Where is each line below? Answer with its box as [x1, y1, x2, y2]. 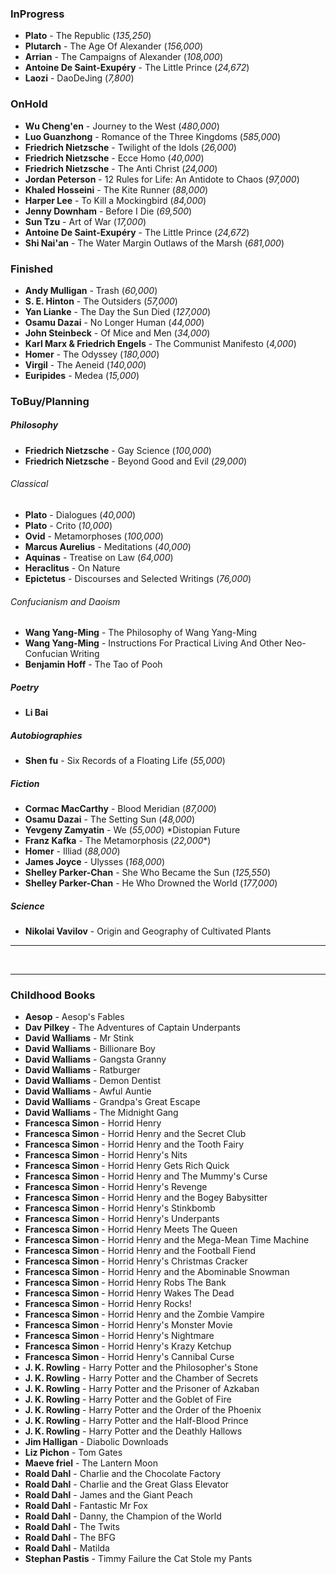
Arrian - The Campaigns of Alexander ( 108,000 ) [24, 51, 224, 63]
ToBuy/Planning [10, 394, 90, 408]
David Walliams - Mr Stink [24, 1032, 135, 1044]
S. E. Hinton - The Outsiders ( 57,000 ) [24, 295, 178, 307]
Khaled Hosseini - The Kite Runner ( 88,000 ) [24, 183, 209, 196]
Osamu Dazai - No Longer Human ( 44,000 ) [24, 316, 205, 328]
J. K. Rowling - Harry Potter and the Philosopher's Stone [24, 1362, 259, 1374]
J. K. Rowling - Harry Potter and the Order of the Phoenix [24, 1404, 262, 1416]
